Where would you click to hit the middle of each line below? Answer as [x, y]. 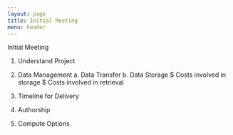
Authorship [34, 110]
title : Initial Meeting [43, 21]
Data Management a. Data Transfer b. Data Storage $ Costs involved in [122, 75]
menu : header [27, 27]
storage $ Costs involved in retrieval [71, 82]
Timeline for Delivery [48, 96]
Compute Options [43, 124]
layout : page [27, 14]
